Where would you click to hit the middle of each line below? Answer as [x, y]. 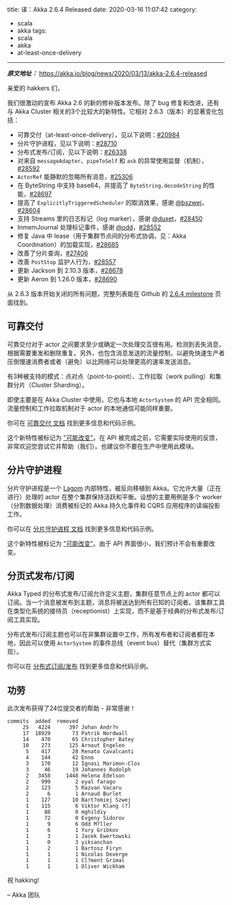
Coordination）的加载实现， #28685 [68, 244]
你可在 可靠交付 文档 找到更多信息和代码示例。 [73, 422]
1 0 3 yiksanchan [69, 842]
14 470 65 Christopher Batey [78, 740]
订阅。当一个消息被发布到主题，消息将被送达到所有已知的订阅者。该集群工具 [116, 602]
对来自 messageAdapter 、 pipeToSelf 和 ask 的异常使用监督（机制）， [112, 161]
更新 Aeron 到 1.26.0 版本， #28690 [67, 279]
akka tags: [32, 30]
